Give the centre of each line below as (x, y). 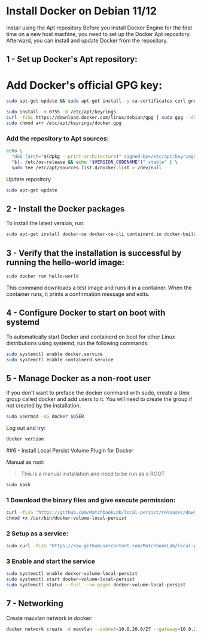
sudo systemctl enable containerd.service (60, 360)
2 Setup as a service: (37, 534)
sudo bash (19, 484)
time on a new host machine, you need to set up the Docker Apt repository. (99, 34)
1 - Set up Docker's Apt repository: (72, 59)
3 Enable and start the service (51, 561)
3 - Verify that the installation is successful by (94, 253)
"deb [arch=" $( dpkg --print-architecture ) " (66, 156)
